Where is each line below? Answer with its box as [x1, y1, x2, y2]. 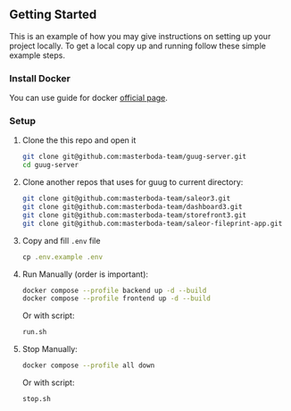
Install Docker [9, 71, 71, 84]
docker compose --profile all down [21, 361, 155, 370]
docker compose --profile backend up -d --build [21, 286, 207, 295]
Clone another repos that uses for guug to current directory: [21, 177, 244, 188]
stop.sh [21, 395, 51, 404]
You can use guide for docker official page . [9, 93, 168, 104]
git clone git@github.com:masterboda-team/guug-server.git [21, 152, 247, 162]
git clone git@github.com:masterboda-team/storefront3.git [21, 210, 247, 220]
